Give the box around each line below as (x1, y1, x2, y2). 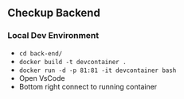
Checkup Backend (7, 6, 100, 20)
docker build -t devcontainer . (18, 58, 127, 66)
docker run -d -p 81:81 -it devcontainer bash (18, 67, 177, 74)
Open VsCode (18, 73, 65, 82)
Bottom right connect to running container (18, 82, 158, 91)
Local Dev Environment (7, 30, 100, 41)
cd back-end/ (18, 49, 63, 58)
